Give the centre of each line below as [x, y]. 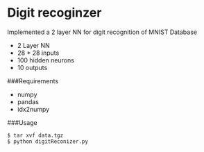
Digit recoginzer [54, 13]
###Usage [23, 122]
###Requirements [33, 81]
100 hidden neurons [46, 60]
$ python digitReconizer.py [48, 141]
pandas [28, 101]
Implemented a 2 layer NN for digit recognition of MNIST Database [102, 32]
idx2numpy [33, 109]
